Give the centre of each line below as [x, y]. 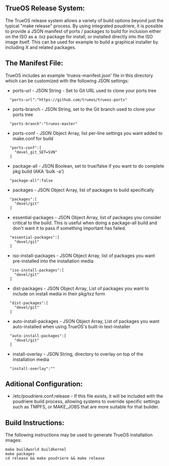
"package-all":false [31, 180]
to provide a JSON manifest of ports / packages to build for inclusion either [83, 31]
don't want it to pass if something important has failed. [69, 228]
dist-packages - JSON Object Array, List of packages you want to [81, 288]
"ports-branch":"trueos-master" [44, 124]
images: [13, 440]
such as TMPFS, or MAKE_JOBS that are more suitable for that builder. [86, 407]
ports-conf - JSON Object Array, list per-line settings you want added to [88, 133]
